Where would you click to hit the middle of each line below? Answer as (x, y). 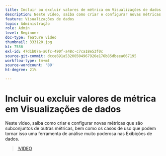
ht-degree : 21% (21, 70)
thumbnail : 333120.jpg (29, 42)
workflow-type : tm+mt (28, 61)
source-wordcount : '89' (30, 65)
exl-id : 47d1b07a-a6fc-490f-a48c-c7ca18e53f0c (54, 51)
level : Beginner (22, 33)
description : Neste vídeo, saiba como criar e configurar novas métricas (83, 14)
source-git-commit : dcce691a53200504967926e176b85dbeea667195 (71, 56)
